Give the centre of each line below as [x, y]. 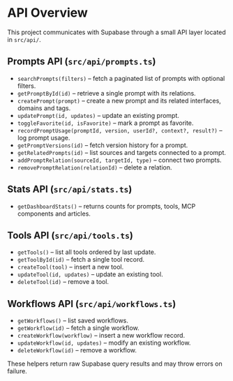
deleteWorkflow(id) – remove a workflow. [77, 350]
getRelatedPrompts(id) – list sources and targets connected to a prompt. [122, 152]
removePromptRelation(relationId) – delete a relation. [95, 167]
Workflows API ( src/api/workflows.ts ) [92, 304]
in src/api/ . [24, 39]
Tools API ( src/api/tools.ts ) [70, 235]
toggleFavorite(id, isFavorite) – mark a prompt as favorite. [105, 123]
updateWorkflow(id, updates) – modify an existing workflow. [104, 343]
